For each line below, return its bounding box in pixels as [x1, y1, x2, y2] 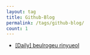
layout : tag [6, 8, 36, 15]
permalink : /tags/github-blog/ [6, 20, 85, 26]
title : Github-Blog [6, 14, 55, 20]
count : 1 [6, 25, 28, 32]
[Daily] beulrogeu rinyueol [14, 42, 80, 49]
